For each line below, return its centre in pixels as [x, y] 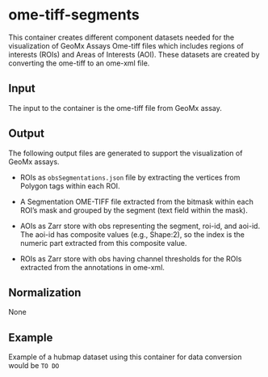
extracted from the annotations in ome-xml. [92, 267]
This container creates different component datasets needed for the [121, 37]
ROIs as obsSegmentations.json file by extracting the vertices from [130, 177]
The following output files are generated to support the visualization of [126, 153]
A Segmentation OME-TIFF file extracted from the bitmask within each [137, 201]
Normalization [45, 292]
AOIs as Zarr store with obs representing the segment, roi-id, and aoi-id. [140, 226]
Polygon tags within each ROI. [70, 186]
